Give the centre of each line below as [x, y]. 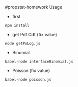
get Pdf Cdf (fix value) [35, 34]
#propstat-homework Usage [34, 7]
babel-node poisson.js [28, 80]
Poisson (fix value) [31, 71]
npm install [17, 25]
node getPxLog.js [23, 43]
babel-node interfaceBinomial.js [39, 62]
